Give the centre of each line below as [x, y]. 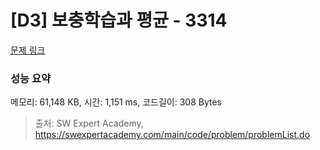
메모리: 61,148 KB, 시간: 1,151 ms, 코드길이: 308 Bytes [116, 102]
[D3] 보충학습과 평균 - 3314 [119, 20]
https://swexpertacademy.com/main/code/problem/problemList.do [172, 135]
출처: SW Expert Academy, [89, 123]
